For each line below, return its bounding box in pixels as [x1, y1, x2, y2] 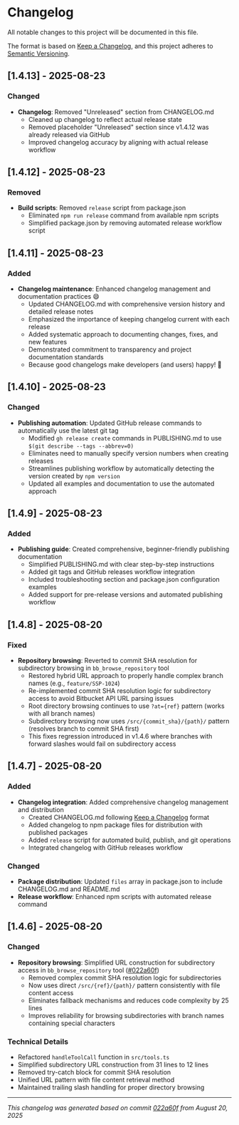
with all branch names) [28, 709, 96, 718]
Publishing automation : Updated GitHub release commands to [17, 418, 202, 427]
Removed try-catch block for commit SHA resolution [17, 1068, 171, 1077]
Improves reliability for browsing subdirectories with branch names [28, 1011, 225, 1019]
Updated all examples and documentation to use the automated [28, 479, 215, 488]
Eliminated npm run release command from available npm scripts [28, 211, 219, 220]
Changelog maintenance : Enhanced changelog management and [17, 284, 211, 293]
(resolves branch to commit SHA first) [28, 724, 139, 733]
